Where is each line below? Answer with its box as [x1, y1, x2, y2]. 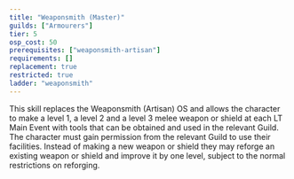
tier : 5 [9, 29, 38, 38]
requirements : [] [9, 54, 74, 63]
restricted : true [9, 71, 74, 80]
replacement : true [9, 63, 77, 72]
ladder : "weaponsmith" [9, 79, 93, 88]
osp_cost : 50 [9, 37, 58, 47]
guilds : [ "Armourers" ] [9, 21, 93, 30]
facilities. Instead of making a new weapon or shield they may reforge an [9, 141, 275, 152]
